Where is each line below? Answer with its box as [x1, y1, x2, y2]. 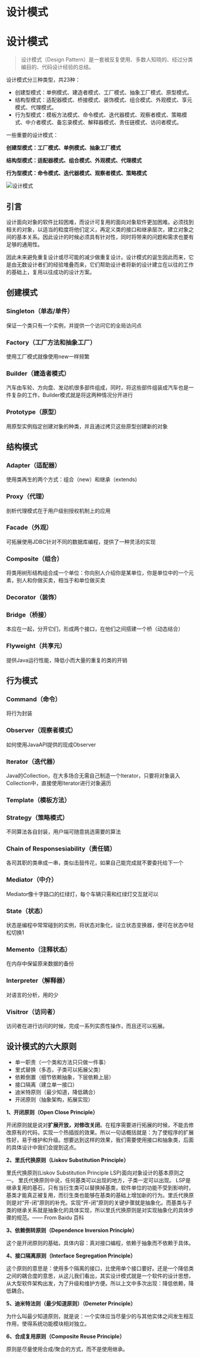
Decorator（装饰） [6, 593, 61, 601]
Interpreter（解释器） [6, 977, 69, 985]
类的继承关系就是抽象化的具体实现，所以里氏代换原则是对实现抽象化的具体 [6, 1206, 189, 1213]
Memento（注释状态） [6, 945, 71, 953]
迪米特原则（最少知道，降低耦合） [14, 1088, 99, 1096]
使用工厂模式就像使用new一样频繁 [6, 353, 90, 360]
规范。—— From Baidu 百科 [16, 1214, 85, 1221]
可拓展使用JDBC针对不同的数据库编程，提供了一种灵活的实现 [6, 538, 156, 545]
